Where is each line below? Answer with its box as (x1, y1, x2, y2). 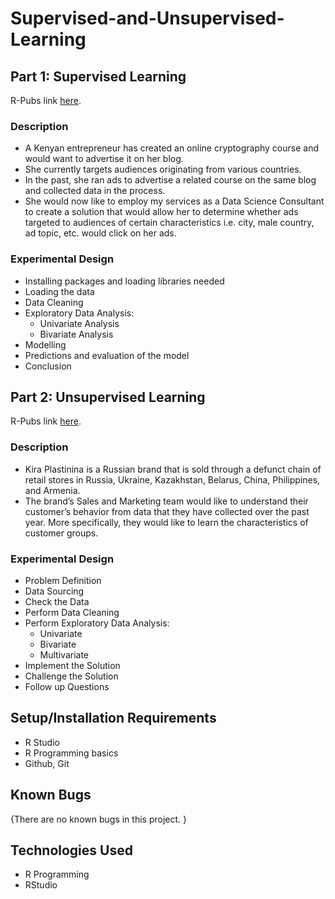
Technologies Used (10, 842, 133, 859)
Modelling (24, 338, 67, 351)
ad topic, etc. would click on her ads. (24, 227, 177, 239)
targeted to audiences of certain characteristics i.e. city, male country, (24, 217, 315, 229)
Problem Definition (24, 575, 102, 586)
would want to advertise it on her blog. (24, 153, 184, 165)
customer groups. (24, 527, 99, 539)
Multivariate (39, 649, 90, 661)
